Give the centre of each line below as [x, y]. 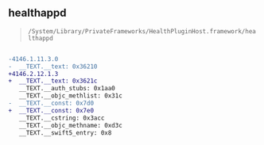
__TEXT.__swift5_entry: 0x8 [65, 133]
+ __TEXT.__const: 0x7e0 [51, 110]
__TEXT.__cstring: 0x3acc [62, 118]
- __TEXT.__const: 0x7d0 [51, 103]
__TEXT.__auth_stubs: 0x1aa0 [67, 89]
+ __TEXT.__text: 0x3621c [53, 81]
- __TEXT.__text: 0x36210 [53, 67]
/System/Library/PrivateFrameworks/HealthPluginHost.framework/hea [142, 31]
